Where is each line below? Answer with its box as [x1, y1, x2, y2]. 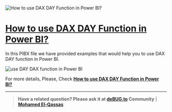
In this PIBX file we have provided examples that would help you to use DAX [5, 50, 165, 56]
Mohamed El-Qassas [17, 101, 64, 107]
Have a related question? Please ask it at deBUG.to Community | [17, 96, 157, 102]
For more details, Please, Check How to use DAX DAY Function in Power [5, 76, 159, 82]
